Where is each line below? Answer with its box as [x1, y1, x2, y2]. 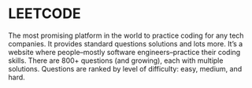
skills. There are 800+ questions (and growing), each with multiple [8, 56, 224, 65]
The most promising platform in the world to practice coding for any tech [8, 31, 244, 40]
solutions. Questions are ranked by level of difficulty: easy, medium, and [8, 64, 243, 73]
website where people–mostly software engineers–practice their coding [8, 47, 241, 57]
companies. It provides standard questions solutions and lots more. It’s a [8, 38, 243, 48]
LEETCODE [8, 5, 81, 23]
